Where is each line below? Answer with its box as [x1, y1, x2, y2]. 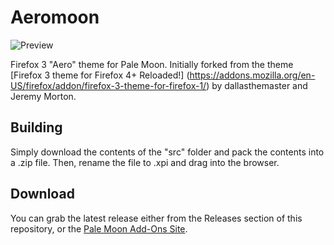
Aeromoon [10, 6, 100, 29]
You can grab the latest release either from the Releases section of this [10, 212, 303, 224]
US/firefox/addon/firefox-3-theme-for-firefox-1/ [10, 79, 207, 91]
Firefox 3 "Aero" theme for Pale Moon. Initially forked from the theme [10, 58, 294, 70]
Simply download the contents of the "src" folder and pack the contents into [10, 146, 325, 158]
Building [10, 119, 63, 136]
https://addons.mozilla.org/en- [189, 69, 316, 81]
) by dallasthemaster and [206, 79, 308, 91]
